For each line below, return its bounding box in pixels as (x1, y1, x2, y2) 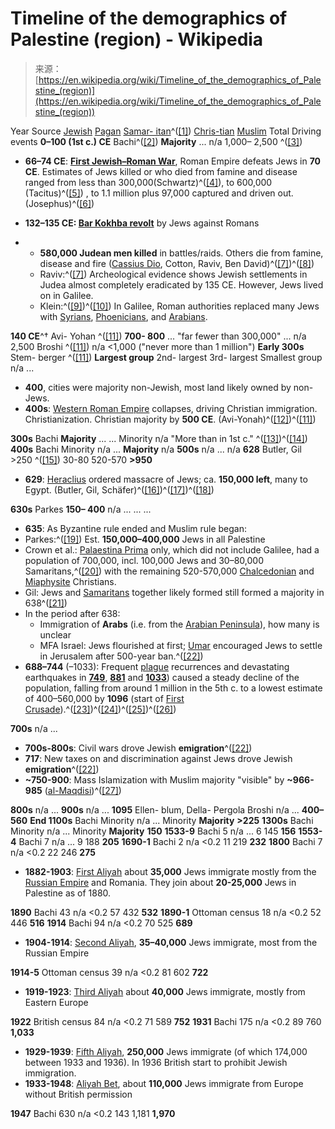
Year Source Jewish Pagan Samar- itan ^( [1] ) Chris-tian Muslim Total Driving (10, 125, 322, 137)
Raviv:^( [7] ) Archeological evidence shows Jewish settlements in (39, 268, 308, 280)
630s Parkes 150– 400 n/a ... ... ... (10, 503, 152, 515)
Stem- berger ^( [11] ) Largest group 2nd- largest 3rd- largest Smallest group (10, 351, 323, 363)
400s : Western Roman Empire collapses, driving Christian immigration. (24, 402, 318, 414)
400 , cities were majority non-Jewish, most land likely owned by (24, 381, 292, 393)
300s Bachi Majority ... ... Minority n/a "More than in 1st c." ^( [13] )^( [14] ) (10, 432, 308, 444)
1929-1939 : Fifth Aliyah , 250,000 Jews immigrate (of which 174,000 (24, 1045, 308, 1057)
